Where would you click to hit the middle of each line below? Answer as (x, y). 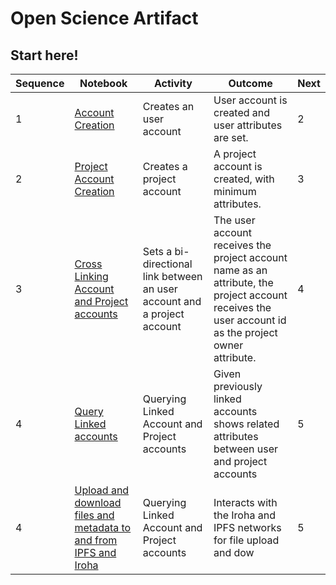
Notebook (103, 83)
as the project (245, 332)
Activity (173, 83)
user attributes (248, 125)
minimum (235, 191)
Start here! (44, 55)
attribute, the (243, 282)
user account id (250, 320)
